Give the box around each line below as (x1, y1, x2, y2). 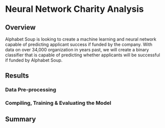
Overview (5, 23, 36, 32)
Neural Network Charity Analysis (5, 3, 144, 15)
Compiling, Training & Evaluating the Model (5, 100, 111, 107)
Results (5, 72, 29, 80)
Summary (5, 115, 36, 123)
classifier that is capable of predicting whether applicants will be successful (5, 52, 160, 58)
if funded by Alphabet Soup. (5, 57, 63, 63)
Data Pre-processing (5, 86, 56, 93)
